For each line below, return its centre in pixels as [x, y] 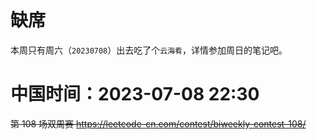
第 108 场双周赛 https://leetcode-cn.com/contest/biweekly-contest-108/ [158, 123]
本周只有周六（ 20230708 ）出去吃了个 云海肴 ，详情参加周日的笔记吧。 [149, 50]
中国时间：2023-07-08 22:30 [135, 94]
